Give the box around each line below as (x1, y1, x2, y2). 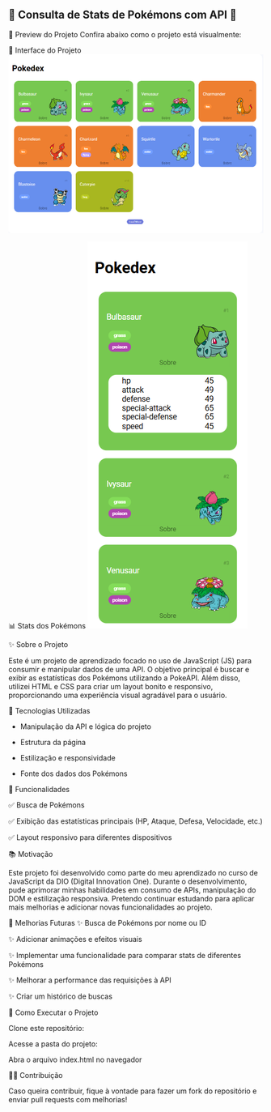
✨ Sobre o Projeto (8, 640, 69, 650)
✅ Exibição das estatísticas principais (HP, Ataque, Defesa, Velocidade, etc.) (8, 816, 263, 826)
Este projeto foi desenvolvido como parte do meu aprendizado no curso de (8, 868, 259, 878)
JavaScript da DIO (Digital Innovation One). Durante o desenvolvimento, (8, 876, 248, 887)
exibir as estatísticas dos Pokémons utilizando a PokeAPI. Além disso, (8, 673, 241, 683)
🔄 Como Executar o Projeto (8, 1008, 99, 1017)
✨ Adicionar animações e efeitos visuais (8, 935, 143, 944)
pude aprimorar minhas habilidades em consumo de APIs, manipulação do (8, 885, 256, 895)
